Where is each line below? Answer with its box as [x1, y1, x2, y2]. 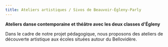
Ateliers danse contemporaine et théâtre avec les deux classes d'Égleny [5, 21, 160, 27]
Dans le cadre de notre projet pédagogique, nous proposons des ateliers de [5, 30, 163, 36]
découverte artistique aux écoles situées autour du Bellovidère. [5, 36, 137, 42]
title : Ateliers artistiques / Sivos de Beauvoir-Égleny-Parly [5, 7, 142, 12]
